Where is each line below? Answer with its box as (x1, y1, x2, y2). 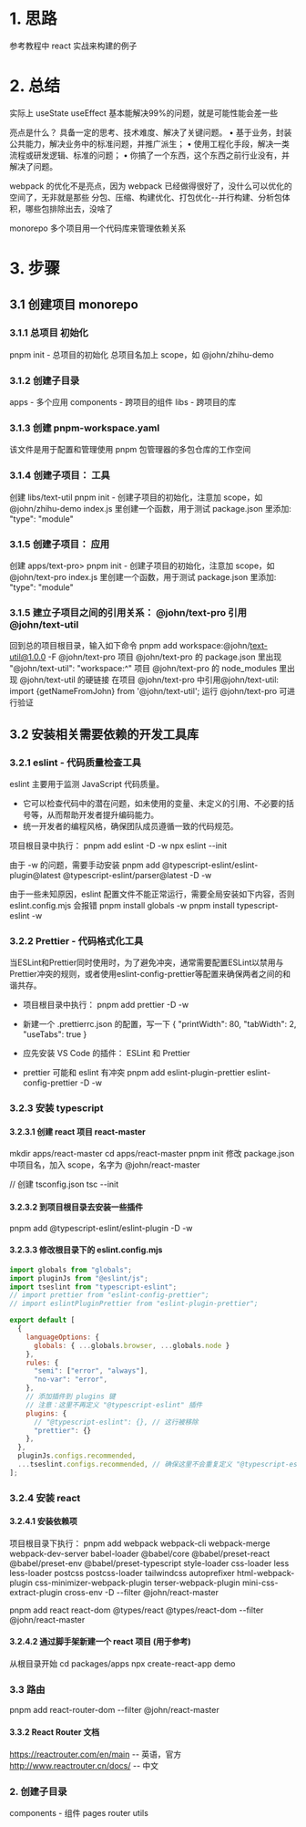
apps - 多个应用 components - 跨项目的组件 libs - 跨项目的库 (9, 397, 237, 408)
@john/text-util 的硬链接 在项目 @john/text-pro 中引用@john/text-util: (19, 674, 280, 685)
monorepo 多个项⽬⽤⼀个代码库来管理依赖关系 (9, 223, 187, 234)
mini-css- (241, 1577, 279, 1588)
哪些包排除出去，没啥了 (25, 202, 114, 214)
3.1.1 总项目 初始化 (9, 327, 89, 339)
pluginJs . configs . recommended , (17, 1451, 137, 1460)
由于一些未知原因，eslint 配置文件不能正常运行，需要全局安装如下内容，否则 (9, 888, 296, 899)
